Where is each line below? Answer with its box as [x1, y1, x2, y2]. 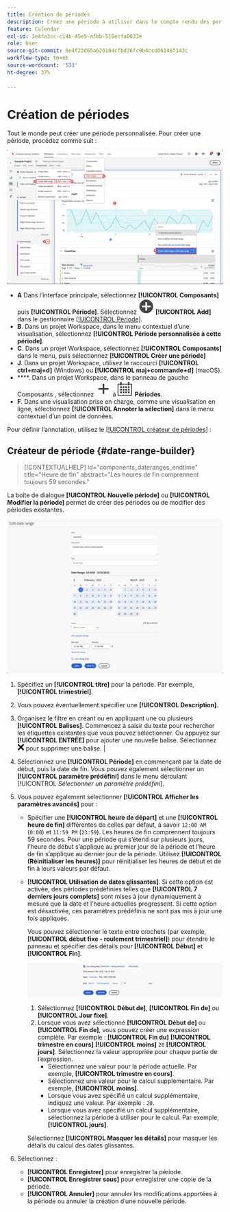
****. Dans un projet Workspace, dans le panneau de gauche [16, 373, 189, 381]
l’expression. [37, 1055, 73, 1063]
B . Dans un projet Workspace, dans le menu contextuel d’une [16, 322, 190, 330]
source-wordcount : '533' [7, 62, 78, 69]
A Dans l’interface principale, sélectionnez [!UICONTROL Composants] [16, 290, 219, 299]
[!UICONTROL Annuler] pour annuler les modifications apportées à [27, 1189, 218, 1198]
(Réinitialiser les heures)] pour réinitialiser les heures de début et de [27, 857, 221, 865]
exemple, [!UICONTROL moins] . [47, 1084, 139, 1092]
